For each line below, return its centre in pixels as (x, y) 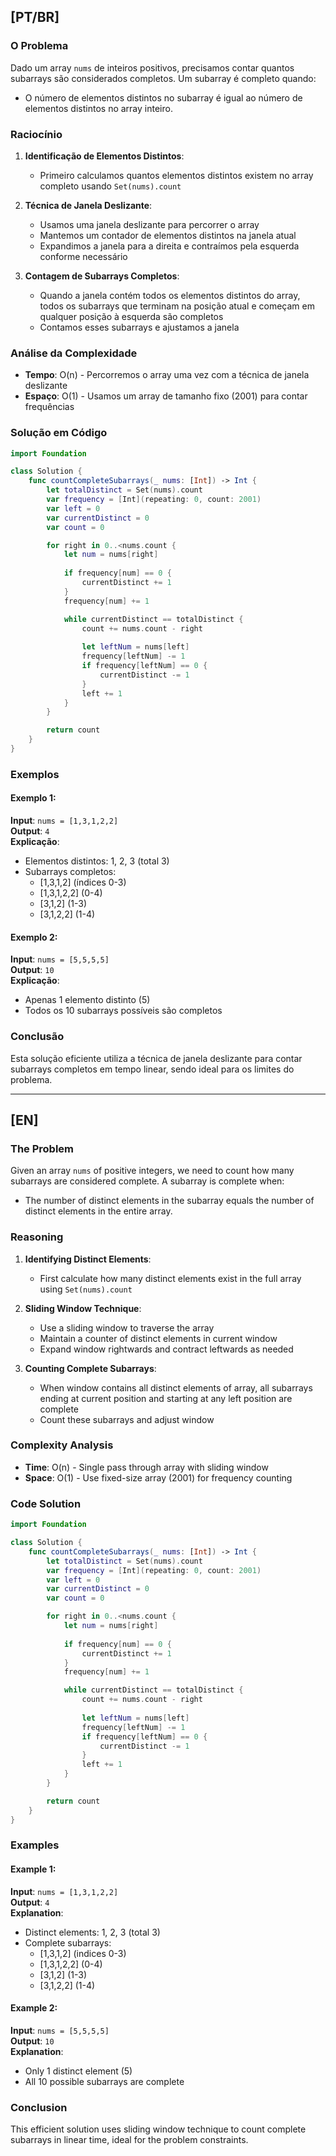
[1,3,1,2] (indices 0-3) (83, 1953)
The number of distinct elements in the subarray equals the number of (169, 1201)
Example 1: (33, 1869)
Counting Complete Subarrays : (90, 1368)
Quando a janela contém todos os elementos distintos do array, (170, 295)
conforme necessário (83, 256)
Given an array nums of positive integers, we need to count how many (152, 1171)
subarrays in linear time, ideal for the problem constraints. (129, 2140)
